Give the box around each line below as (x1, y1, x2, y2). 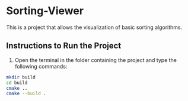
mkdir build (6, 74, 36, 80)
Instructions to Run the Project (6, 41, 122, 51)
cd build (6, 80, 28, 86)
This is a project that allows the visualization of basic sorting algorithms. (6, 24, 183, 31)
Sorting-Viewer (6, 4, 84, 18)
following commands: (14, 63, 68, 70)
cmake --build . (6, 90, 46, 97)
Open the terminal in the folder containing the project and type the (14, 56, 177, 63)
